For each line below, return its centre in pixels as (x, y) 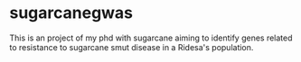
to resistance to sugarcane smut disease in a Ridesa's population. (132, 47)
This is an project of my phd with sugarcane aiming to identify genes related (151, 38)
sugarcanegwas (71, 13)
